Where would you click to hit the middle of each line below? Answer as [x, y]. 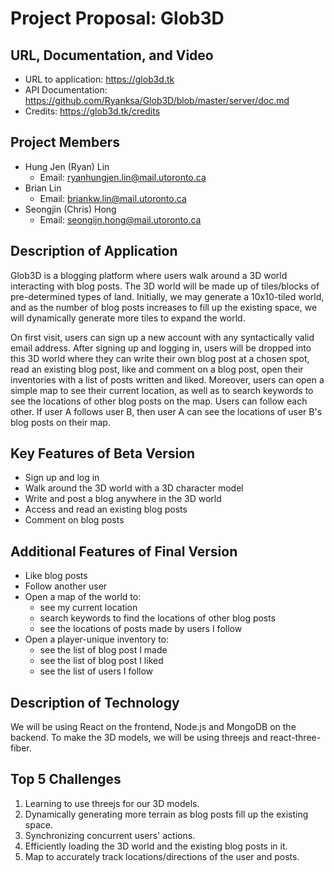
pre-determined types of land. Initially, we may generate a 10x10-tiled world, [167, 296]
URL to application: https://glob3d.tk [99, 79]
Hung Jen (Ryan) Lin [67, 166]
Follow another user [66, 586]
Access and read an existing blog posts [106, 509]
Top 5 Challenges [66, 779]
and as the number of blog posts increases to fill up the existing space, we [164, 307]
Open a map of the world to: [83, 597]
